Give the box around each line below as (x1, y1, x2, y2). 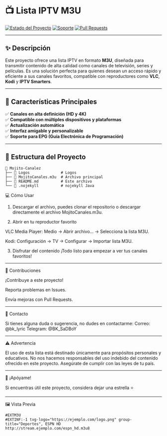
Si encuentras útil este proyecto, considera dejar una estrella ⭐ (5, 385, 134, 391)
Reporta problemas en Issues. (5, 287, 67, 293)
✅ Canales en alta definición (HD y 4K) (5, 111, 87, 117)
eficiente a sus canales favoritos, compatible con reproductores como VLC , (5, 73, 160, 79)
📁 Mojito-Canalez (5, 166, 41, 171)
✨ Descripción (5, 44, 51, 52)
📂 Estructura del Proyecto (5, 153, 86, 161)
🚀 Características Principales (5, 98, 97, 106)
